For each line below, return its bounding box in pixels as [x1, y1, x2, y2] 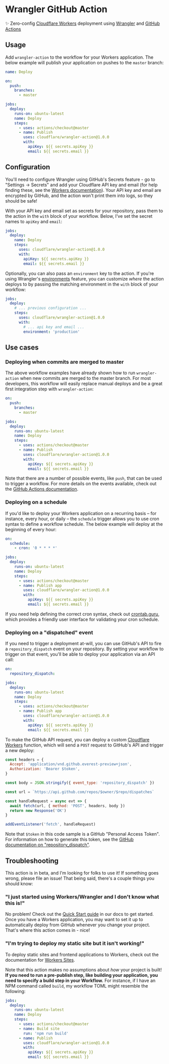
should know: [5, 881, 33, 887]
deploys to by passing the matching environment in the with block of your [5, 281, 158, 287]
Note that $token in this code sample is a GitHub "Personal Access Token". [5, 831, 160, 837]
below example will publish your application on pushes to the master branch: [5, 59, 164, 65]
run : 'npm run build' [23, 1031, 69, 1036]
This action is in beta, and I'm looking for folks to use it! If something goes [5, 870, 159, 876]
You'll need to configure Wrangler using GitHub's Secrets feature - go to [5, 176, 155, 182]
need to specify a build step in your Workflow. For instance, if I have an [5, 977, 156, 983]
